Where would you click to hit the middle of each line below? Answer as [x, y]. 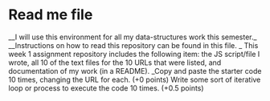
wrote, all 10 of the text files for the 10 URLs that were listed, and [115, 63]
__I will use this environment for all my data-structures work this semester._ [133, 37]
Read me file [51, 15]
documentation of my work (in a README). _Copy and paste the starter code [135, 71]
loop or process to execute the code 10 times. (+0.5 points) [106, 88]
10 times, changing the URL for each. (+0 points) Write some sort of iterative [135, 79]
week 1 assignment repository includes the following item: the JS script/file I [134, 54]
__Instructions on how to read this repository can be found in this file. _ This [133, 45]
